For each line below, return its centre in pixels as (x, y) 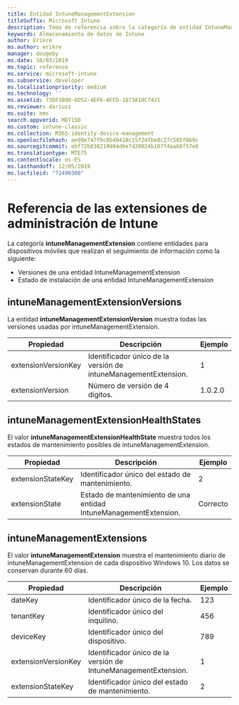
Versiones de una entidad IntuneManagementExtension (99, 272)
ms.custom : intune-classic (47, 127)
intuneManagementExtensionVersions (95, 302)
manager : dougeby (33, 54)
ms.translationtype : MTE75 (47, 153)
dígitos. (100, 395)
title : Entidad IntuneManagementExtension (71, 14)
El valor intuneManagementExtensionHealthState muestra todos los (109, 437)
